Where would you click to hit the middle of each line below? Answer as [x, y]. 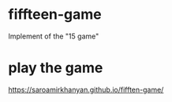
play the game [56, 68]
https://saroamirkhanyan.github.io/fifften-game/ [86, 89]
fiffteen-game [55, 15]
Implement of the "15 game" [54, 36]
